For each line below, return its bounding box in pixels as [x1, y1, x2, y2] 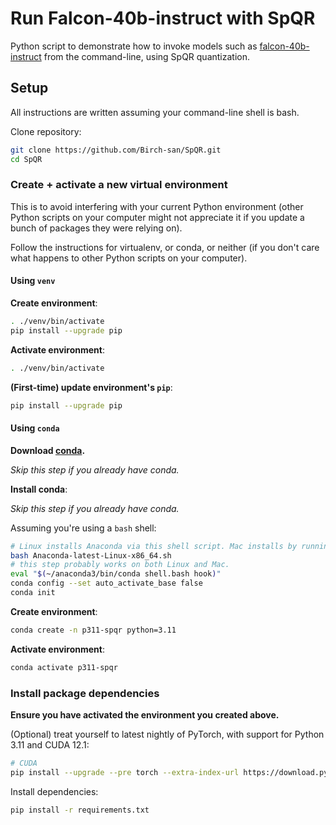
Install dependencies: [10, 785, 99, 797]
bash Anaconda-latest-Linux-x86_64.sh [10, 550, 172, 561]
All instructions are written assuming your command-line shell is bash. [10, 106, 300, 118]
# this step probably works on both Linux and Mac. [10, 560, 230, 570]
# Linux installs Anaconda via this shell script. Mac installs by [10, 541, 298, 551]
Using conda [10, 422, 60, 434]
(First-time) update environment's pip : [10, 381, 173, 393]
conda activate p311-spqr [10, 662, 118, 672]
